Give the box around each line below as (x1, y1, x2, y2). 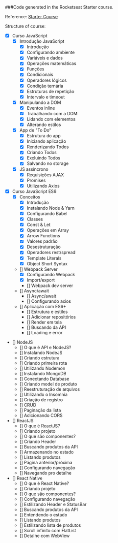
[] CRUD (19, 402, 37, 408)
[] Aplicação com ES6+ (19, 303, 67, 309)
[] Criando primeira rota (19, 360, 68, 366)
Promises (26, 177, 46, 183)
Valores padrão (26, 238, 58, 244)
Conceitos (19, 194, 41, 200)
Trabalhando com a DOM (26, 110, 77, 116)
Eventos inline (26, 105, 55, 111)
